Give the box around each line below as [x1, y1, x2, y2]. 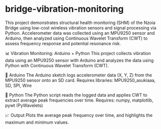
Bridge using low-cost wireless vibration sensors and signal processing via [5, 25, 157, 30]
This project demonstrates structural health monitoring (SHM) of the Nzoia [5, 20, 156, 26]
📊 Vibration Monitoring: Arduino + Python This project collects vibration [5, 50, 151, 56]
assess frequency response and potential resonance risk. [5, 40, 121, 46]
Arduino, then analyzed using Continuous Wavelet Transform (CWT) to [5, 35, 148, 41]
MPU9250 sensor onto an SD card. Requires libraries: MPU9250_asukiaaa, [5, 77, 156, 83]
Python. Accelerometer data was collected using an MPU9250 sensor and [5, 30, 155, 36]
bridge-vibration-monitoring [5, 3, 124, 15]
